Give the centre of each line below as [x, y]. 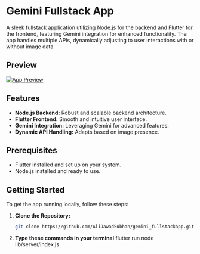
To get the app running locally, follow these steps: [67, 205]
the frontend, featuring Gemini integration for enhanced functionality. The [96, 33]
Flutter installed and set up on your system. [68, 165]
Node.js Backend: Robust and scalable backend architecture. [91, 113]
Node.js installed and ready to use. [58, 171]
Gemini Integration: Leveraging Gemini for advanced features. [92, 125]
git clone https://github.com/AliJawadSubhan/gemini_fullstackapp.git [104, 227]
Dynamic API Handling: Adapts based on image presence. [87, 132]
